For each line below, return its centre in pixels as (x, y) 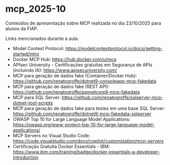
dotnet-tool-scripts (33, 102)
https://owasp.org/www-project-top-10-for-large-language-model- (84, 125)
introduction (25, 157)
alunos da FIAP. (22, 28)
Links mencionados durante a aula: (42, 38)
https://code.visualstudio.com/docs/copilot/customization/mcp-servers (88, 141)
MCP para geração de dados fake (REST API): (61, 86)
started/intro (26, 54)
